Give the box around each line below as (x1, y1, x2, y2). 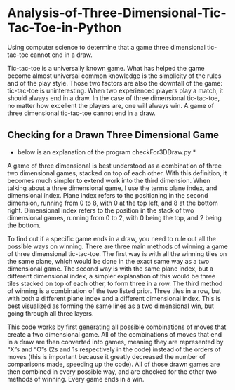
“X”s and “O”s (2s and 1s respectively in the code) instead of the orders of (7, 345, 221, 354)
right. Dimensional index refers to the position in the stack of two (7, 206, 194, 215)
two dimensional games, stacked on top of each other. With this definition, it (7, 168, 227, 177)
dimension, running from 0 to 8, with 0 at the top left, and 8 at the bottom (7, 199, 219, 207)
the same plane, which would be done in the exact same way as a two (7, 257, 210, 265)
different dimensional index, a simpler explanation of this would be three (7, 271, 216, 280)
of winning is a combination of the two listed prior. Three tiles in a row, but (7, 286, 222, 295)
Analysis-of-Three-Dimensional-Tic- (7, 5, 227, 21)
